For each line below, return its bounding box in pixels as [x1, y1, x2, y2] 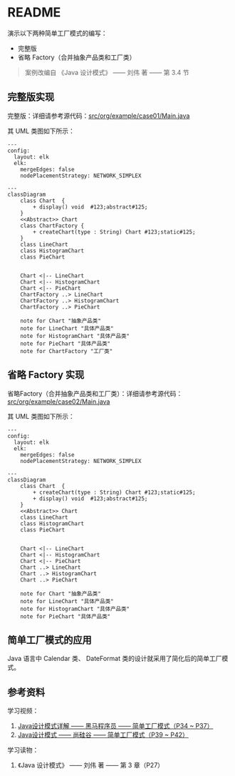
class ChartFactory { [20, 222, 84, 229]
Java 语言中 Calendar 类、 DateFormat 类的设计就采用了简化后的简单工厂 [7, 655, 222, 663]
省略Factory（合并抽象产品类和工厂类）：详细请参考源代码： [7, 389, 183, 397]
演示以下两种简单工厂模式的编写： [7, 29, 108, 37]
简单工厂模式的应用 [7, 634, 92, 646]
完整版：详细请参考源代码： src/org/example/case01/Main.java [7, 111, 190, 120]
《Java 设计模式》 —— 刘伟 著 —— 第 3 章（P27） [17, 761, 164, 770]
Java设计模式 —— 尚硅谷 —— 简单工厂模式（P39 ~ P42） [17, 730, 189, 740]
